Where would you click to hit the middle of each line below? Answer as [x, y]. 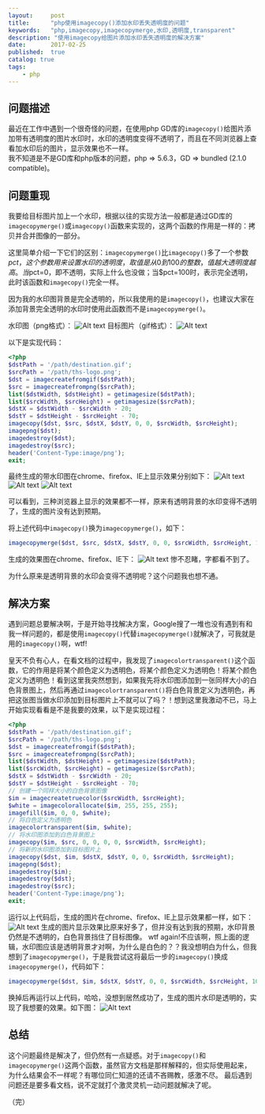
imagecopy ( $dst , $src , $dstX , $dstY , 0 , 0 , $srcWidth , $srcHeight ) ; [123, 423]
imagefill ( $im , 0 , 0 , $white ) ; [60, 813]
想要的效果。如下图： [63, 1007]
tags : [17, 67]
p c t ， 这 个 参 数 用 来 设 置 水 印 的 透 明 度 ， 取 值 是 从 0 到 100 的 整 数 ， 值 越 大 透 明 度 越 [132, 262]
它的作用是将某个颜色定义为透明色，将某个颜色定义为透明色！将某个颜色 [139, 670]
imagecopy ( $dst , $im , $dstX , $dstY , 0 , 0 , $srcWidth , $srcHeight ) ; [121, 857]
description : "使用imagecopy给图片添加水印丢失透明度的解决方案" [106, 38]
